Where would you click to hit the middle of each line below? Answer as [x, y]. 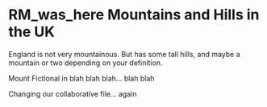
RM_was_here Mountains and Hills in [134, 15]
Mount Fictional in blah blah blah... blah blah [81, 78]
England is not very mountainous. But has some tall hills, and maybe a [124, 54]
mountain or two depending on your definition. [86, 63]
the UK [31, 32]
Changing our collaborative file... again [73, 93]
